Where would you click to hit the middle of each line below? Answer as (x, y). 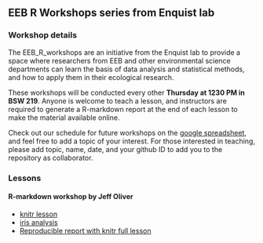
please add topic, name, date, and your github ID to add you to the (115, 149)
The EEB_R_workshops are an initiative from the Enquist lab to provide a (124, 52)
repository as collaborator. (51, 158)
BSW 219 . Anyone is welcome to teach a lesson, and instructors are (118, 100)
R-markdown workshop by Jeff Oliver (71, 197)
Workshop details (42, 35)
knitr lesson (38, 214)
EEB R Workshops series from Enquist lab (111, 13)
